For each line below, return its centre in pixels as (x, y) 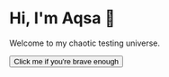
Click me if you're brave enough (67, 61)
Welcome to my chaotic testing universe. (84, 43)
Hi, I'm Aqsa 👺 (62, 18)
